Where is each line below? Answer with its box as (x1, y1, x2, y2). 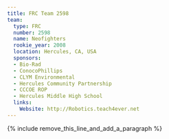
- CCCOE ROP (13, 86, 48, 93)
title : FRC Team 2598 (7, 10, 69, 17)
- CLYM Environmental (13, 73, 76, 81)
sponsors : (13, 55, 41, 62)
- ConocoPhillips (13, 67, 63, 74)
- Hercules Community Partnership (13, 80, 112, 87)
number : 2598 (13, 29, 51, 36)
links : (13, 99, 32, 106)
